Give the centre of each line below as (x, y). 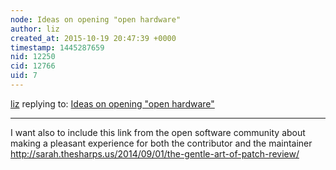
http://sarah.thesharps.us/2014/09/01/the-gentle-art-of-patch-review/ (155, 153)
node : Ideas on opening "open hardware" (96, 19)
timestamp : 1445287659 (57, 47)
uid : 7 (24, 76)
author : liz (35, 29)
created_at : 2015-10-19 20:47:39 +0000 (93, 38)
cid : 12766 (33, 66)
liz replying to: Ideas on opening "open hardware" (112, 103)
